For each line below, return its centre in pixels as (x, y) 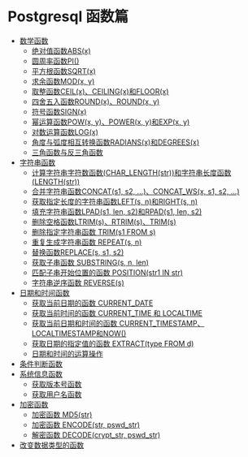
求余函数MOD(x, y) (63, 81)
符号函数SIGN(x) (59, 111)
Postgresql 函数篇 (68, 17)
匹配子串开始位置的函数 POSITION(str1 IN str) (107, 272)
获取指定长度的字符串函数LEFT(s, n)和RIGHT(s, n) (115, 201)
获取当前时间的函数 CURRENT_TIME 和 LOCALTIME (117, 313)
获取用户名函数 (57, 394)
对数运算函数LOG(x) (65, 131)
